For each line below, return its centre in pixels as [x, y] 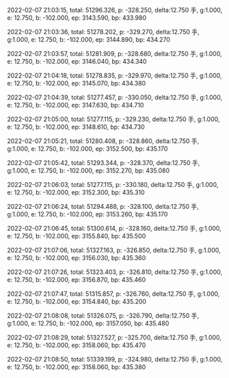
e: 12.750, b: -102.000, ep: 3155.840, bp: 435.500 [77, 236]
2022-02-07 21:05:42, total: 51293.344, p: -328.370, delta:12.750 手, [104, 163]
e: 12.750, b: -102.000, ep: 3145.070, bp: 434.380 [77, 83]
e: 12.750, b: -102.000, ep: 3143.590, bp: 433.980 [77, 18]
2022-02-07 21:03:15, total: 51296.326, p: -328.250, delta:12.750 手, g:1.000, [115, 10]
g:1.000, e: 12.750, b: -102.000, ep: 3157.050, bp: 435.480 [88, 323]
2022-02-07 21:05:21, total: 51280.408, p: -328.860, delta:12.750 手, [103, 141]
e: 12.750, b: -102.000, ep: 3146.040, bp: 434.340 [77, 61]
